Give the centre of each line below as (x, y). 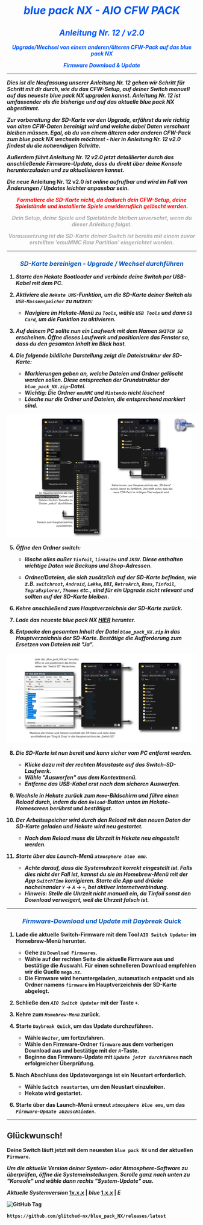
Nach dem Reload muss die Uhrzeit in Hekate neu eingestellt (102, 838)
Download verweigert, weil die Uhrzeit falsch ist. (87, 900)
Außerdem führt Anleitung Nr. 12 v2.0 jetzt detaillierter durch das (90, 157)
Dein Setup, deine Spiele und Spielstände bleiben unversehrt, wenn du (102, 218)
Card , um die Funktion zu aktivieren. (70, 320)
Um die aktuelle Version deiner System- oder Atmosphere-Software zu (98, 1168)
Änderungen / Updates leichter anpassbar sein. (68, 188)
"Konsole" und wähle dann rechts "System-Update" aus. (80, 1181)
